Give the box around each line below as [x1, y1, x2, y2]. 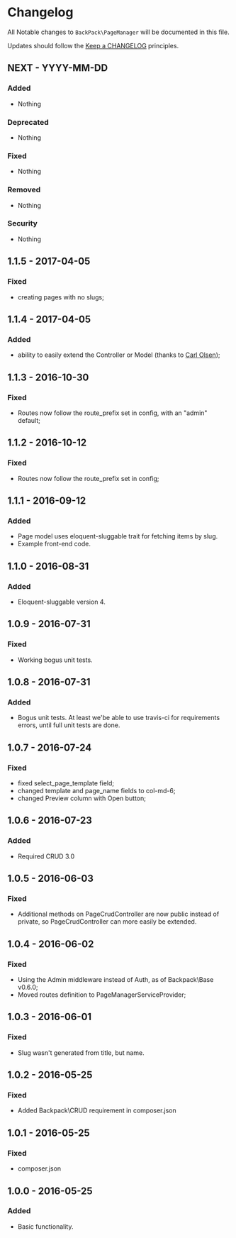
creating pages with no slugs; [17, 292, 104, 302]
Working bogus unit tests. [17, 656, 94, 664]
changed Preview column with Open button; [17, 794, 147, 802]
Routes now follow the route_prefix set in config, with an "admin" [17, 409, 208, 417]
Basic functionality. [17, 1222, 74, 1231]
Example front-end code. [17, 540, 91, 548]
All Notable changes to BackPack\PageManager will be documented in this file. [7, 28, 230, 36]
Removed [7, 185, 41, 195]
